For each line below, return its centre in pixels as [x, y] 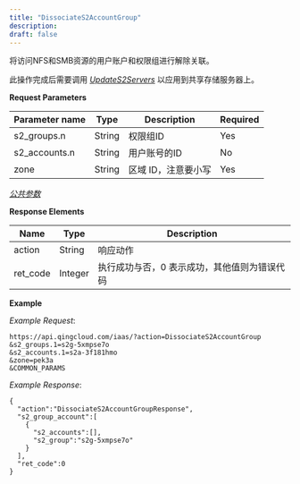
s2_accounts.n [45, 153]
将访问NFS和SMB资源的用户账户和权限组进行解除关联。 [112, 61]
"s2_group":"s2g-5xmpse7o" [83, 441]
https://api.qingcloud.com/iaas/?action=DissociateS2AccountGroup [135, 337]
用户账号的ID [155, 153]
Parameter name [50, 120]
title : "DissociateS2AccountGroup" [75, 17]
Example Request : [42, 321]
